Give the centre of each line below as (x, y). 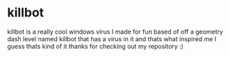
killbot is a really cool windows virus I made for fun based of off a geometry (115, 32)
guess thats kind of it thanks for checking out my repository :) (96, 46)
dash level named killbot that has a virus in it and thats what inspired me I (112, 38)
